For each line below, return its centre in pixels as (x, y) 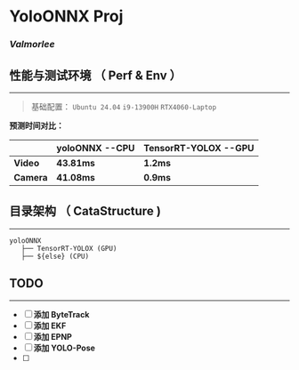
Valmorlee (32, 44)
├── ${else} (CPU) (55, 256)
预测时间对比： (36, 125)
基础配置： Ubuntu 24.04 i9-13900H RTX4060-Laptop (124, 106)
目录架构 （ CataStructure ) (85, 211)
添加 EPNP (53, 336)
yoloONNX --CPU (96, 148)
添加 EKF (50, 326)
